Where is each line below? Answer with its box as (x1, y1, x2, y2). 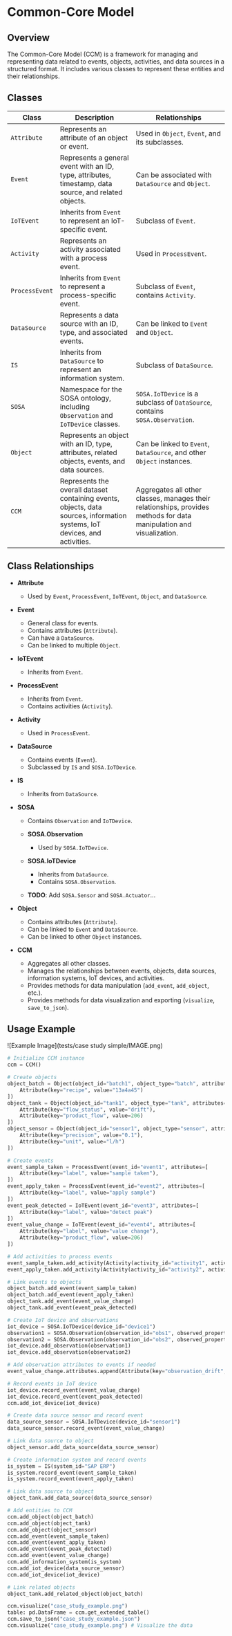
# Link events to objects (7, 1278, 81, 1285)
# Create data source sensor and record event (7, 1412, 144, 1419)
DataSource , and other (135, 448, 206, 457)
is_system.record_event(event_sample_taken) (7, 1469, 137, 1476)
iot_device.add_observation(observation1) (7, 1343, 131, 1350)
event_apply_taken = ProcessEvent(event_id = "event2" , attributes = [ (7, 1183, 206, 1190)
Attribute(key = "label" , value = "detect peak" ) (19, 1208, 153, 1215)
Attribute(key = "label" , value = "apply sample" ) (19, 1189, 156, 1197)
